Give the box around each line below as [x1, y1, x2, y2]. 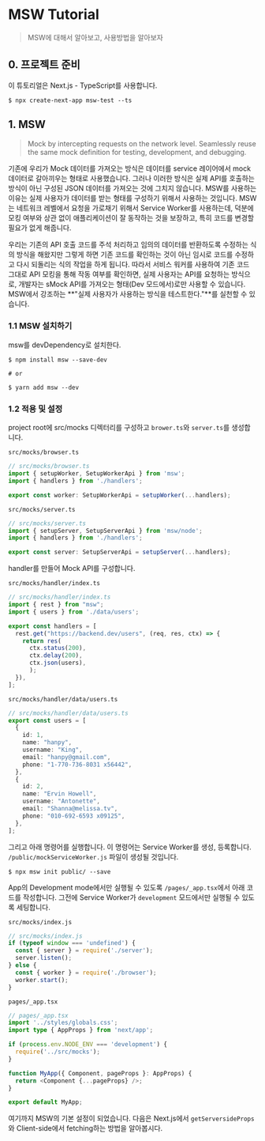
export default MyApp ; [8, 1098, 83, 1106]
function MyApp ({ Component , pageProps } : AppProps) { [8, 1069, 192, 1077]
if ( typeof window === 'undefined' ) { [8, 939, 136, 947]
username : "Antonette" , [22, 797, 101, 806]
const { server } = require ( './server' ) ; [15, 946, 154, 954]
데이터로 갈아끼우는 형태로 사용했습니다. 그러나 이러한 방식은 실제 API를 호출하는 [8, 173, 255, 183]
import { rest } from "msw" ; [8, 601, 104, 609]
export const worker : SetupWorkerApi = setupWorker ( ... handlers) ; [8, 491, 231, 499]
